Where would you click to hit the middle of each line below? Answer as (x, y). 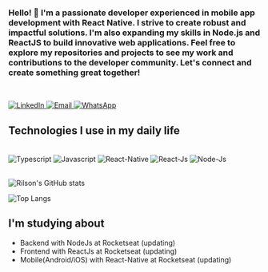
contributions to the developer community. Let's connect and (130, 62)
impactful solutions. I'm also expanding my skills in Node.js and (134, 33)
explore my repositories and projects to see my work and (121, 53)
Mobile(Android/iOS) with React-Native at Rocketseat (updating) (126, 259)
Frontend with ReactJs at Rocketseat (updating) (98, 251)
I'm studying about (56, 224)
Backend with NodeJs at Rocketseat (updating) (98, 242)
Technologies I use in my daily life (94, 130)
